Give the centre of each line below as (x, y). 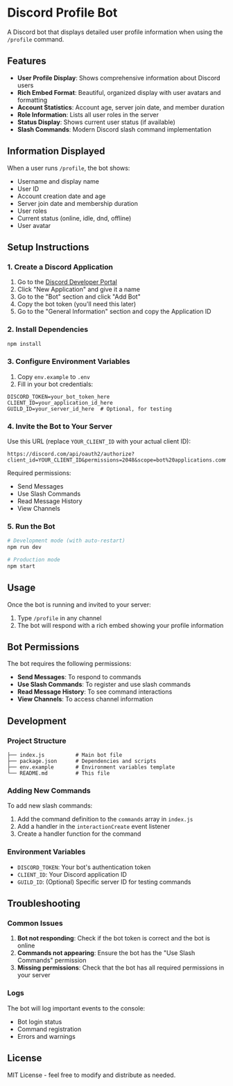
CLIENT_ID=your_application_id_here (60, 403)
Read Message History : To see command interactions (95, 692)
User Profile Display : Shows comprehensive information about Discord (119, 78)
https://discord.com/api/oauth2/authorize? (71, 454)
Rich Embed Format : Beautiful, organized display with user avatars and (119, 92)
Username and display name (58, 181)
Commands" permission (52, 961)
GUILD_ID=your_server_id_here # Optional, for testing (89, 409)
